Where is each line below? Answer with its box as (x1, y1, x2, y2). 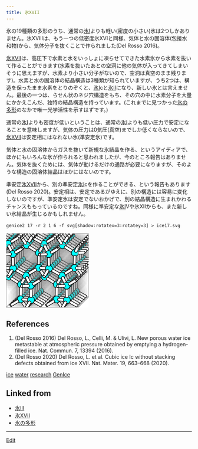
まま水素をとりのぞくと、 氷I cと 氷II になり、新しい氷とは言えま (31, 84, 183, 91)
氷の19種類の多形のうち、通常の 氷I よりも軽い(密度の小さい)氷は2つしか (6, 27, 180, 34)
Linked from (6, 388, 51, 398)
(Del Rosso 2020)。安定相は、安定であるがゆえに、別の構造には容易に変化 (6, 188, 188, 195)
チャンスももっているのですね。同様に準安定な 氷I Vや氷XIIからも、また (6, 202, 177, 209)
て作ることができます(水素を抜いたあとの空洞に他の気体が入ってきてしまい (6, 62, 189, 69)
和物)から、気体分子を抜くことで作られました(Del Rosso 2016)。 (6, 42, 163, 49)
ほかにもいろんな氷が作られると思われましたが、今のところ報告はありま (6, 153, 181, 160)
